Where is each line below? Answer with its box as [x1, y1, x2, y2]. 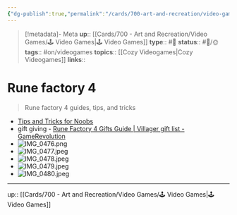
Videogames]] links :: [24, 55, 86, 63]
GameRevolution [17, 132, 66, 140]
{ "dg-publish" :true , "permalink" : [7, 10, 106, 18]
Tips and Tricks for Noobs [17, 117, 94, 125]
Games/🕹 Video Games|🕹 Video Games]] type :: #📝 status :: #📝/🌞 [24, 37, 219, 46]
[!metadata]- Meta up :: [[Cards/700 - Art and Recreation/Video [24, 30, 208, 38]
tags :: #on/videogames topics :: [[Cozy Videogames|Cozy [24, 47, 193, 56]
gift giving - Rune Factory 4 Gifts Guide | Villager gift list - [17, 124, 185, 133]
